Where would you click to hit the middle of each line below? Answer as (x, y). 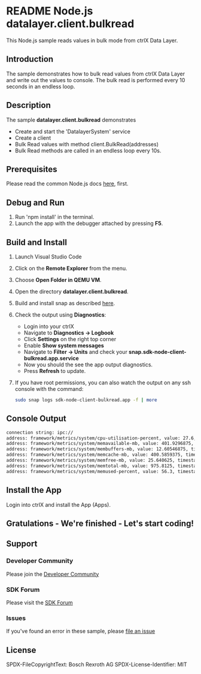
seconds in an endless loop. (41, 86)
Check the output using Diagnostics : (60, 315)
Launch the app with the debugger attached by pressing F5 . (89, 224)
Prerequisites (32, 169)
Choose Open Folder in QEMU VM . (58, 280)
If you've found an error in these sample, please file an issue (81, 631)
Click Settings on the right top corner (70, 339)
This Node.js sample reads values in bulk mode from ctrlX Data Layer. (92, 40)
